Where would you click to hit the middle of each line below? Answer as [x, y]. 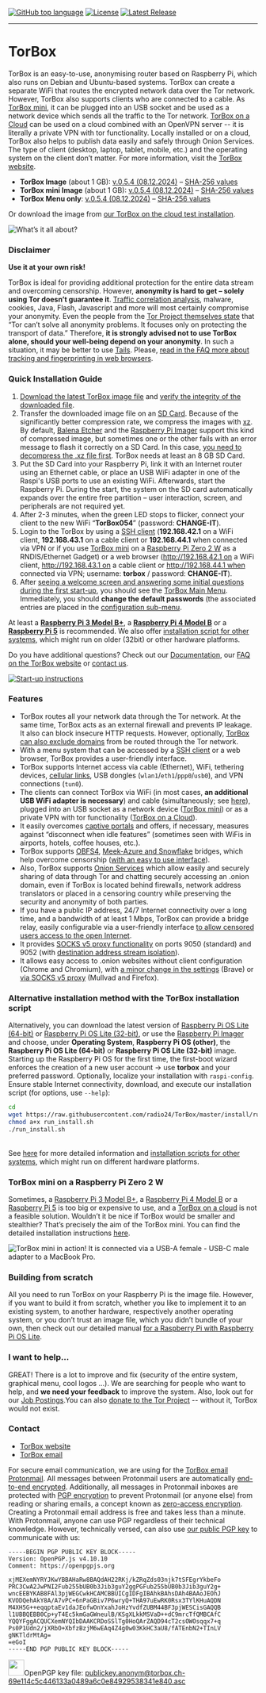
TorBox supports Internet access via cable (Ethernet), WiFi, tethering [132, 766]
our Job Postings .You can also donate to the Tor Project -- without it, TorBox [133, 1399]
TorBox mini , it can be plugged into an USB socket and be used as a [119, 107]
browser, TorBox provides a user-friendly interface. [103, 758]
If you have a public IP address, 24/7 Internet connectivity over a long [133, 910]
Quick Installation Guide [55, 379]
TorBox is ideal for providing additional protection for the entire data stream [131, 282]
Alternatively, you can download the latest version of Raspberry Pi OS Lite [129, 1025]
